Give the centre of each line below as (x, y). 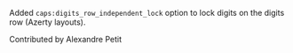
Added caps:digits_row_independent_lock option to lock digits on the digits (147, 13)
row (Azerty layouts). (48, 22)
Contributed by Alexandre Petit (66, 39)
